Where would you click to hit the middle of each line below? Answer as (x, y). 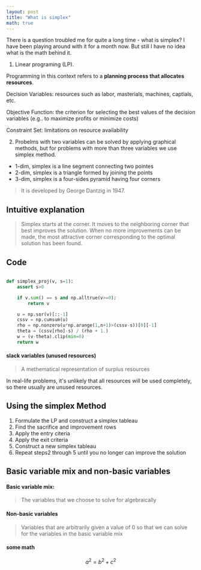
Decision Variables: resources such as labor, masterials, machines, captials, (100, 94)
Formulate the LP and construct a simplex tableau (76, 420)
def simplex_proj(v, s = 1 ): (40, 281)
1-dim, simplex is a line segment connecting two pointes (84, 167)
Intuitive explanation (46, 210)
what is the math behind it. (39, 53)
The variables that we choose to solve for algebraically (88, 500)
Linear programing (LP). (44, 64)
